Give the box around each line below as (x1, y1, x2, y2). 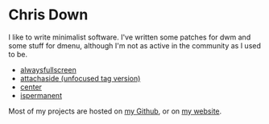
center (19, 82, 43, 92)
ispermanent (19, 90, 63, 100)
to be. (8, 49, 28, 59)
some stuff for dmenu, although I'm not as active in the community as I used (8, 40, 262, 50)
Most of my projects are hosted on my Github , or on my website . (8, 106, 222, 116)
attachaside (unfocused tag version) (19, 73, 141, 83)
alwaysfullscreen (19, 64, 77, 74)
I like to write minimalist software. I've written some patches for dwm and (8, 32, 251, 42)
